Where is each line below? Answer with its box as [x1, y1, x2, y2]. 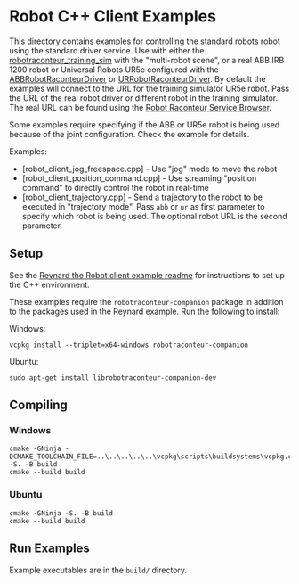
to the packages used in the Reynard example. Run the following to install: [9, 306, 280, 317]
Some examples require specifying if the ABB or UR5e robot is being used [9, 119, 280, 130]
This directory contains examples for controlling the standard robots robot [9, 36, 280, 46]
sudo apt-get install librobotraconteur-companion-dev [9, 373, 217, 382]
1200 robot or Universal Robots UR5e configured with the [9, 64, 220, 75]
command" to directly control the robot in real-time [21, 182, 209, 193]
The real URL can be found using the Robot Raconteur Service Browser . [9, 102, 272, 112]
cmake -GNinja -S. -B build [9, 508, 114, 518]
